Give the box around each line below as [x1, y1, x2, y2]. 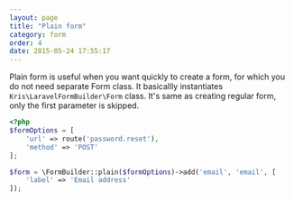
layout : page [9, 13, 59, 23]
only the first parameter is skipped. [9, 100, 140, 111]
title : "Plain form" [9, 22, 87, 31]
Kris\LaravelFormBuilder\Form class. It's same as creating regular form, [9, 91, 277, 102]
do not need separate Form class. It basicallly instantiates [9, 81, 224, 92]
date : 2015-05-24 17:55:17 [9, 47, 111, 56]
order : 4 [9, 38, 42, 48]
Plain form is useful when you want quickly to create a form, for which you [9, 71, 286, 82]
